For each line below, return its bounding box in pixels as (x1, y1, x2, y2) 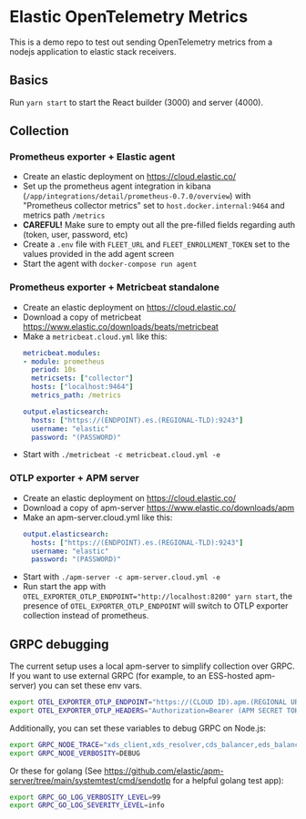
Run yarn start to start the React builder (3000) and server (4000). (9, 97, 264, 107)
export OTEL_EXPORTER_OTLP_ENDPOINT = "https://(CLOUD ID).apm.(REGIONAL (9, 698, 287, 707)
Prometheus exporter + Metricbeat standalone (9, 281, 220, 293)
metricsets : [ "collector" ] (31, 374, 134, 384)
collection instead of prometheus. (22, 610, 149, 621)
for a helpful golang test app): (172, 774, 284, 785)
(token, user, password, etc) (22, 230, 128, 241)
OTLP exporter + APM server (9, 472, 139, 485)
